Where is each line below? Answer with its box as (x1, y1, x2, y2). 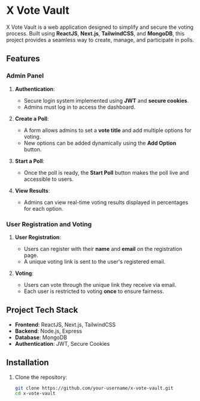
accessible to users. (23, 175, 74, 182)
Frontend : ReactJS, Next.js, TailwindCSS (14, 321, 116, 328)
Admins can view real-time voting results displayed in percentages (23, 199, 189, 206)
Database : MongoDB (14, 334, 68, 341)
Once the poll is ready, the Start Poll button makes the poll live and (23, 169, 189, 176)
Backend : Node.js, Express (14, 327, 83, 334)
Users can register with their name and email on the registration (23, 245, 183, 252)
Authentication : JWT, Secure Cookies (14, 340, 110, 347)
